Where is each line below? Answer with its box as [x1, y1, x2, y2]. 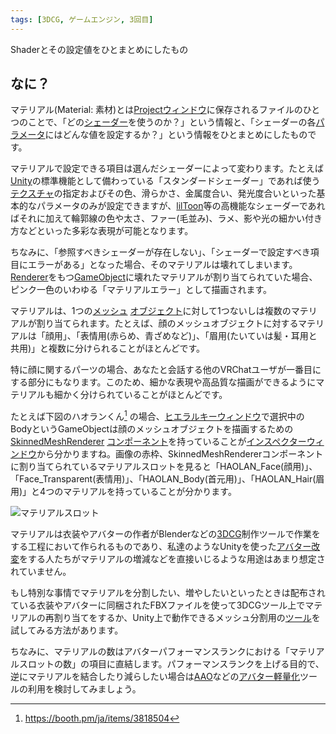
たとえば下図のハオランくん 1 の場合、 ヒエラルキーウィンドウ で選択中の [10, 409, 305, 423]
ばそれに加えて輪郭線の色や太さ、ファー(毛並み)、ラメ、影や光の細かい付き [10, 212, 323, 225]
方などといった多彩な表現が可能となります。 [10, 225, 194, 237]
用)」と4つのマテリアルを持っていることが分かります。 [10, 486, 237, 498]
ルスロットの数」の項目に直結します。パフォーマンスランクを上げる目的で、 [10, 658, 325, 670]
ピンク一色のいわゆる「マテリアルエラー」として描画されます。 [10, 284, 273, 296]
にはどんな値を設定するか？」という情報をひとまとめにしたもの [44, 129, 308, 141]
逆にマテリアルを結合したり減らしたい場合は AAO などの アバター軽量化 [10, 671, 301, 683]
